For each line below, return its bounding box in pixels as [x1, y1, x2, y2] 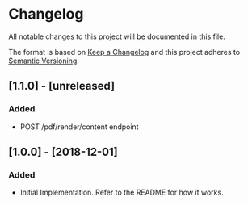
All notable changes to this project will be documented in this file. [8, 31, 226, 41]
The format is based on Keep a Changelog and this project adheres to [8, 47, 241, 56]
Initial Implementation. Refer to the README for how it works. [19, 187, 224, 198]
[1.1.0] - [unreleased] [8, 79, 116, 93]
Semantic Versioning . [8, 56, 79, 65]
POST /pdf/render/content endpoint [19, 122, 139, 132]
